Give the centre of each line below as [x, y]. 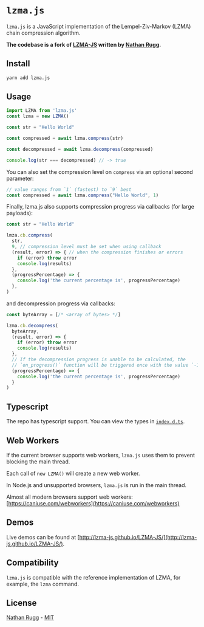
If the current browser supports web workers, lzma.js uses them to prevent [101, 455]
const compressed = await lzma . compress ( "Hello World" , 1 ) [83, 195]
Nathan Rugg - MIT [30, 618]
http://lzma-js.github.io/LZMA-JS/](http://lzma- [138, 537]
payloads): [20, 213]
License [22, 603]
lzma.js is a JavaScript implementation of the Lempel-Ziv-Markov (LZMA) [99, 26]
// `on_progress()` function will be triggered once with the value [100, 365]
